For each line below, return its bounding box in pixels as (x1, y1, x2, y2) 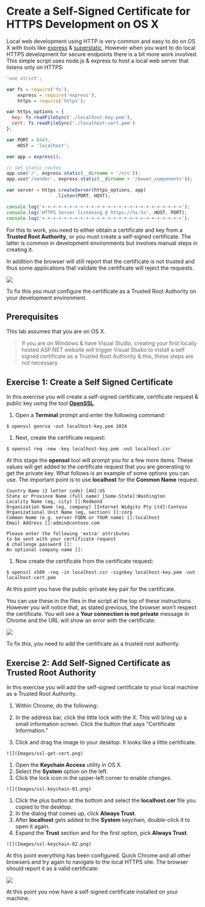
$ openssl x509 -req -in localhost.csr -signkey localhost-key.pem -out (6, 569, 196, 576)
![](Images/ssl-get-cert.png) (6, 750, 84, 757)
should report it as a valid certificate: (6, 865, 99, 872)
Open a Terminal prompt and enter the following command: (15, 412, 166, 419)
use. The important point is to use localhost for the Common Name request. (6, 476, 199, 484)
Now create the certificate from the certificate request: (15, 558, 154, 565)
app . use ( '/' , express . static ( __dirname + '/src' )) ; (6, 170, 141, 177)
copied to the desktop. (15, 803, 72, 810)
